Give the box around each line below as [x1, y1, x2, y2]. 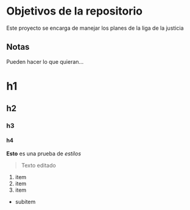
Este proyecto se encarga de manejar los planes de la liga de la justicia [6, 24, 184, 32]
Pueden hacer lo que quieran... [6, 58, 84, 65]
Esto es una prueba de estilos [6, 150, 81, 157]
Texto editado [21, 162, 56, 169]
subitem [15, 198, 36, 206]
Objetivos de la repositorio [6, 4, 143, 18]
